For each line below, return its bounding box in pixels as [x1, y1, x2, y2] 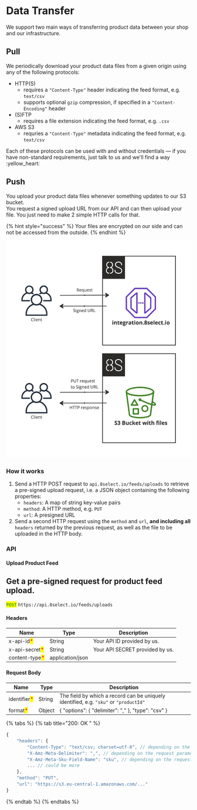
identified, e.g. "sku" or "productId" [59, 699, 145, 706]
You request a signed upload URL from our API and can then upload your [6, 205, 182, 212]
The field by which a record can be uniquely [59, 692, 166, 699]
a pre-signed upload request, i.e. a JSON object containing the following [14, 487, 189, 494]
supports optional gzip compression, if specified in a [23, 99, 151, 106]
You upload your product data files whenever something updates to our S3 [6, 192, 186, 199]
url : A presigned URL [23, 511, 76, 518]
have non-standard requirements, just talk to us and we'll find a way [6, 154, 170, 161]
